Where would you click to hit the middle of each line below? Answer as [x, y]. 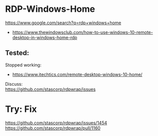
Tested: [17, 53]
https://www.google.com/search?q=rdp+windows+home [63, 23]
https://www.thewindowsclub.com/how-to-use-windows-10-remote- [82, 32]
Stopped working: [23, 65]
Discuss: [14, 84]
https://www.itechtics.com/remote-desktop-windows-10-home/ [77, 74]
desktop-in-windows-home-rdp [45, 37]
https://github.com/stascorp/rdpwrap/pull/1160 [53, 128]
